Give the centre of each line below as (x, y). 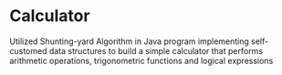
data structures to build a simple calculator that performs (156, 50)
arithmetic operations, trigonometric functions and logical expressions (141, 60)
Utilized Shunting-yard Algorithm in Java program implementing (129, 41)
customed (28, 50)
